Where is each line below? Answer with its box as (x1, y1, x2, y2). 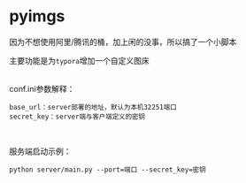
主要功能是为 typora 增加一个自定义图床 (9, 55, 150, 65)
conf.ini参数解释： (9, 83, 75, 94)
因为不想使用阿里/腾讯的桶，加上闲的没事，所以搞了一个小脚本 (9, 36, 237, 47)
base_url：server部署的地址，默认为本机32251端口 (9, 103, 177, 111)
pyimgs (9, 6, 65, 27)
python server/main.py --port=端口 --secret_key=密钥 (9, 165, 206, 174)
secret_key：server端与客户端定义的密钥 (9, 112, 146, 121)
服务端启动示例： (9, 146, 72, 156)
